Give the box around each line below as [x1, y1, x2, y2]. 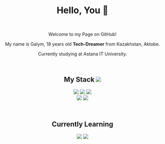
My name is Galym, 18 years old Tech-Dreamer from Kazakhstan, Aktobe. [5, 41, 160, 47]
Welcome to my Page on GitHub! [48, 31, 117, 37]
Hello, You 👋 [56, 5, 109, 16]
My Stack [64, 76, 95, 84]
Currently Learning [51, 120, 114, 129]
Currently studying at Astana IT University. [38, 51, 127, 57]
